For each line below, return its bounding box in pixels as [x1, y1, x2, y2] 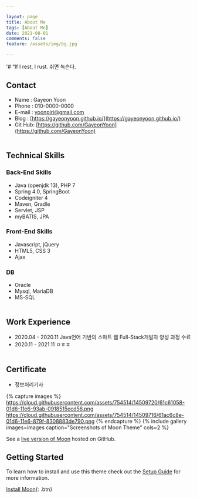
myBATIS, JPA [14, 213, 49, 220]
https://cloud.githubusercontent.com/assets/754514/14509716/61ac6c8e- [6, 411, 185, 418]
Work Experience [6, 317, 71, 327]
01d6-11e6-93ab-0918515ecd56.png [6, 405, 94, 412]
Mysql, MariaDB [14, 288, 54, 295]
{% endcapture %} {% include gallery [96, 417, 187, 425]
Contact [6, 81, 36, 91]
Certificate [6, 365, 47, 375]
